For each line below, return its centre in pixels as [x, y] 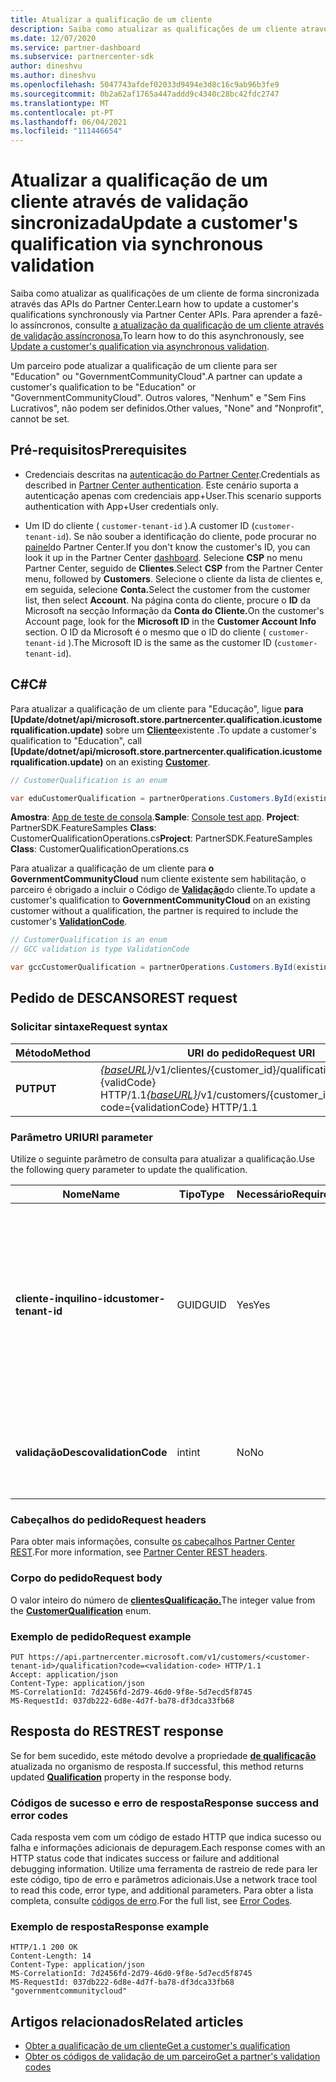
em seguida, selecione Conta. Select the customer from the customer [167, 589]
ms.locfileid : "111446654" [66, 131]
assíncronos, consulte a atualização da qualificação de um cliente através [172, 325]
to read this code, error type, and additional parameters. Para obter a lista [162, 1890]
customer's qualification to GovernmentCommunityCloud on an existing [160, 900]
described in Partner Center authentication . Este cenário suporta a [161, 485]
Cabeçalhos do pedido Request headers [108, 1519]
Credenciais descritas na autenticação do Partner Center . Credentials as [172, 474]
